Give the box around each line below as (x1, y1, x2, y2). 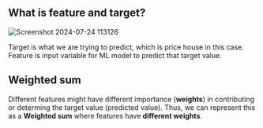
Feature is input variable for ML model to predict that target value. (8, 50, 223, 60)
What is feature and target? (8, 6, 146, 20)
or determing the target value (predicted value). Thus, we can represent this (8, 102, 255, 112)
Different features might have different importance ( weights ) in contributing (8, 94, 255, 104)
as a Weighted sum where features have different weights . (8, 111, 203, 120)
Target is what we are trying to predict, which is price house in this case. (8, 42, 245, 52)
